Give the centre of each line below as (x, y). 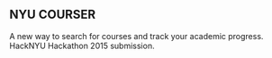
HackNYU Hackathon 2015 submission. (82, 46)
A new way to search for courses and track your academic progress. (136, 36)
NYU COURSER (53, 15)
